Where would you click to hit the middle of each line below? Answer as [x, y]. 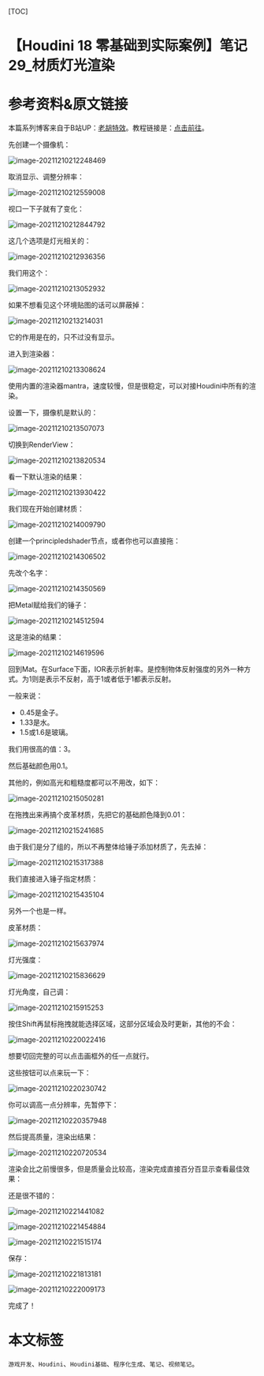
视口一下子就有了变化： [46, 209]
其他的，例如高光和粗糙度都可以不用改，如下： [84, 783]
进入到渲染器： [32, 354]
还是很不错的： [32, 1196]
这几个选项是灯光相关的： [50, 241]
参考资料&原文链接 [68, 105]
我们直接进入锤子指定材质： [53, 879]
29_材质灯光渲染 [61, 66]
